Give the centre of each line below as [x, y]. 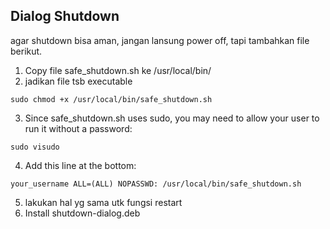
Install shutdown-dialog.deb [82, 213]
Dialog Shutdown [65, 16]
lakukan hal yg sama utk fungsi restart [103, 202]
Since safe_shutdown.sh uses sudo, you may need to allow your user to [172, 118]
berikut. [26, 51]
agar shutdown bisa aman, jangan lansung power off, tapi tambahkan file [160, 40]
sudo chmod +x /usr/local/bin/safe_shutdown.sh [111, 99]
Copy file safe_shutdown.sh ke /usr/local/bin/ [118, 70]
